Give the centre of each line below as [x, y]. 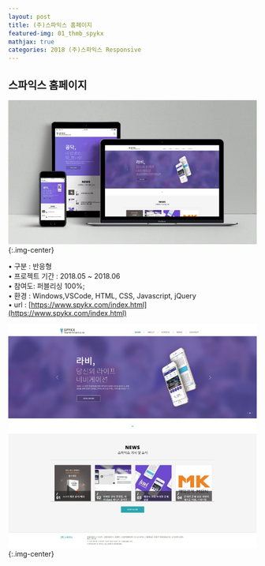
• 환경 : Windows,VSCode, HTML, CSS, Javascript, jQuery [103, 295]
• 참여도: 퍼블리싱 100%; [47, 286]
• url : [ [20, 305]
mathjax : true [32, 42]
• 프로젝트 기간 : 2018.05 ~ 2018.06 [64, 276]
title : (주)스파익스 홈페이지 [50, 25]
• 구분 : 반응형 [30, 266]
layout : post [30, 17]
